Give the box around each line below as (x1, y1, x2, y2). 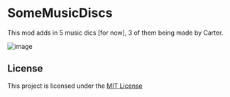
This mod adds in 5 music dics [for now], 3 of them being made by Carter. (7, 28, 224, 37)
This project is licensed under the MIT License (7, 81, 143, 90)
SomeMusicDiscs (7, 5, 113, 21)
